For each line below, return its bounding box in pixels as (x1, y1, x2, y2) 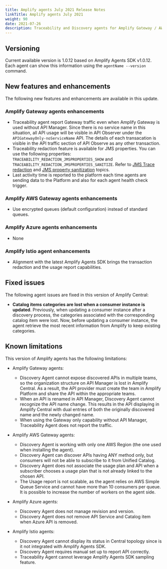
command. (5, 68, 27, 74)
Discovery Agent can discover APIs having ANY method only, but (19, 452, 153, 458)
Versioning (5, 44, 40, 53)
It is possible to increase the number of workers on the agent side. (19, 489, 156, 495)
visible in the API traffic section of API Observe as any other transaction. (12, 140, 161, 147)
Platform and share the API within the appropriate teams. (19, 391, 136, 397)
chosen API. (19, 473, 45, 479)
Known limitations (5, 342, 63, 351)
